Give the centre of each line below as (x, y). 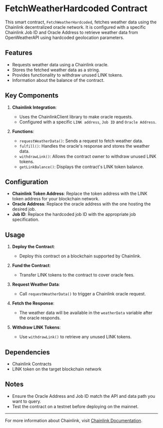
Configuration (27, 182)
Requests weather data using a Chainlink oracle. (60, 64)
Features (19, 53)
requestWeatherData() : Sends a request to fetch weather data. (81, 141)
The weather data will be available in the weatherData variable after (86, 313)
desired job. (24, 209)
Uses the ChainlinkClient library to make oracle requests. (76, 117)
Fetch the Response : (33, 303)
